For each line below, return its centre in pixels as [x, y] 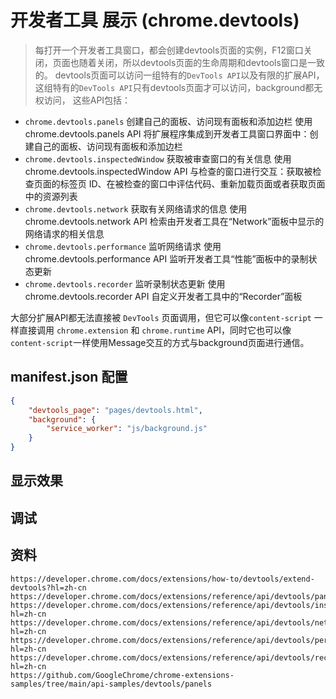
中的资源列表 [51, 196]
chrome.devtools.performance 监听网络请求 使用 [123, 246]
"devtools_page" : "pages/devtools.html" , [115, 410]
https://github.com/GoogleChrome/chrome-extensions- [122, 675]
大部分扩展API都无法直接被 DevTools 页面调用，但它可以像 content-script [161, 317]
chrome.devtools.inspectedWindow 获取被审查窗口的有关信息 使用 [158, 158]
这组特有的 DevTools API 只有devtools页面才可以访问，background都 [174, 87]
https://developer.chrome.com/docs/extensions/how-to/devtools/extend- [162, 579]
